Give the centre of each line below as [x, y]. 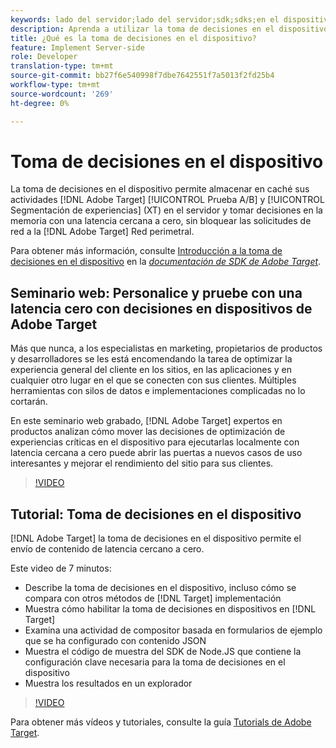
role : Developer [44, 57]
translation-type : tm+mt [62, 66]
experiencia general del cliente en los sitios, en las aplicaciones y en [151, 370]
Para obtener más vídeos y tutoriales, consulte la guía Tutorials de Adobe [161, 722]
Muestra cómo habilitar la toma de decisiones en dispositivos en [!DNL [170, 609]
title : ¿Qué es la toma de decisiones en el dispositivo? [133, 38]
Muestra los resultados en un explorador [108, 683]
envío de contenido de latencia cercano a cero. [107, 549]
